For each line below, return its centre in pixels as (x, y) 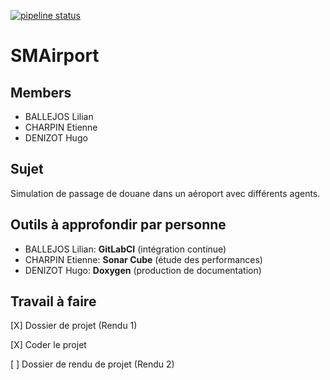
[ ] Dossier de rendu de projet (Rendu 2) (92, 364)
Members (41, 92)
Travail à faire (53, 301)
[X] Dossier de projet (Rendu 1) (74, 326)
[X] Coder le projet (48, 345)
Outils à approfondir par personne (118, 225)
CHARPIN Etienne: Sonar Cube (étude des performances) (143, 259)
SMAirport (55, 56)
